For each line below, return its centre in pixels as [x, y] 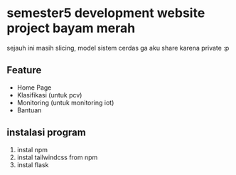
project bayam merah [71, 28]
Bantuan [29, 110]
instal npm [32, 149]
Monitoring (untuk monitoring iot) [65, 102]
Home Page [34, 87]
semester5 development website [106, 13]
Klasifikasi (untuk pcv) [49, 95]
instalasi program [46, 133]
